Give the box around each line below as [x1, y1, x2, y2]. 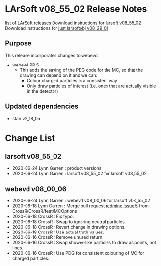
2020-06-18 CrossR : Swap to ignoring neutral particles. [12, 219, 126, 225]
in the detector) [27, 88, 58, 94]
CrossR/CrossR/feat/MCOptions [12, 208, 77, 214]
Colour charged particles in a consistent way [27, 77, 118, 83]
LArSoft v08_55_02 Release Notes [5, 3, 147, 15]
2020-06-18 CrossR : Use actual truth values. [12, 229, 105, 235]
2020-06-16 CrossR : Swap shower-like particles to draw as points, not [12, 240, 156, 246]
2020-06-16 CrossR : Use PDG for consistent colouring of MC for [12, 250, 145, 256]
